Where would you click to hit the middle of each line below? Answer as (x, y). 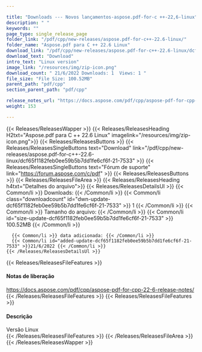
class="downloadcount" (36, 199)
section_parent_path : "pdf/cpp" (47, 90)
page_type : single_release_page (47, 34)
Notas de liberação (30, 276)
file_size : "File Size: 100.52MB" (50, 79)
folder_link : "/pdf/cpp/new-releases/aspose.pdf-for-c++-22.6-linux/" (96, 40)
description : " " (28, 23)
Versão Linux (23, 330)
